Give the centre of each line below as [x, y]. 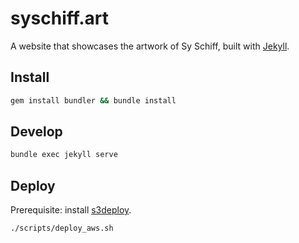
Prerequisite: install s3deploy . [71, 210]
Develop [36, 132]
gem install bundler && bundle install [93, 100]
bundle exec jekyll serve [64, 155]
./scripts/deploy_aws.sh [62, 228]
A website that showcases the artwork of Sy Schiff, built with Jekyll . [150, 46]
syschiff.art [60, 18]
